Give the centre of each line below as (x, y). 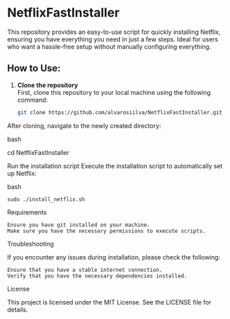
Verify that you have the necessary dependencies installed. (97, 276)
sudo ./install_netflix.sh (46, 199)
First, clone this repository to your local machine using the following (114, 92)
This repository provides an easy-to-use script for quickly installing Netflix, (114, 32)
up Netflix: (22, 173)
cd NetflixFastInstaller (38, 152)
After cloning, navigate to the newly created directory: (84, 125)
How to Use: (34, 68)
